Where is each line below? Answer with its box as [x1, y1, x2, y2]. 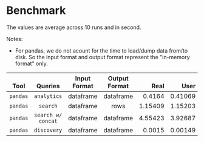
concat [38, 117, 58, 124]
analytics [34, 92, 63, 100]
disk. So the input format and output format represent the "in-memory [15, 53, 190, 60]
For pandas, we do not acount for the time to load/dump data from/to [15, 47, 188, 54]
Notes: [6, 35, 23, 42]
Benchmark [6, 4, 66, 18]
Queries [36, 82, 60, 90]
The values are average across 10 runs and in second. [6, 24, 141, 31]
